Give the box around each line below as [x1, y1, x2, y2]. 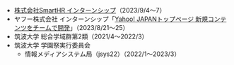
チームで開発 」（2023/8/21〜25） [33, 24, 129, 31]
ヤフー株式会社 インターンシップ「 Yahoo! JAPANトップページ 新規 [13, 15, 209, 23]
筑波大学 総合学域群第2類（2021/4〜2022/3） [13, 32, 148, 41]
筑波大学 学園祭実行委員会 [13, 41, 90, 49]
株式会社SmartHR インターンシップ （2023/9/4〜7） [13, 6, 166, 14]
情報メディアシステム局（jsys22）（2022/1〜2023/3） [24, 50, 181, 58]
